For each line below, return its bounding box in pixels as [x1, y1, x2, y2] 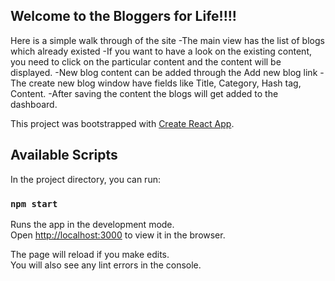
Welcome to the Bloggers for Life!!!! [10, 8, 237, 25]
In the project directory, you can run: [10, 173, 161, 185]
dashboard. [10, 98, 58, 110]
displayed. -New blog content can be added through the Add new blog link [10, 66, 318, 78]
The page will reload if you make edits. [10, 248, 170, 260]
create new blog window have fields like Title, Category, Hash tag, [28, 77, 302, 89]
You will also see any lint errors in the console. [10, 259, 202, 271]
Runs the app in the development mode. [10, 218, 175, 230]
